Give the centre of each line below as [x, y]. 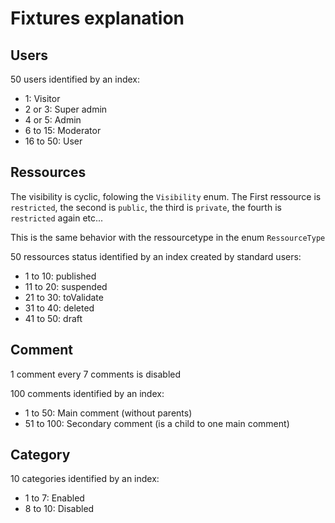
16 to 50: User [53, 141]
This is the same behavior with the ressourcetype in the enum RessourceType [168, 237]
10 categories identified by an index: [85, 479]
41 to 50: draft [53, 318]
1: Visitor [42, 98]
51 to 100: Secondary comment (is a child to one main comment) [157, 423]
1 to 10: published [60, 276]
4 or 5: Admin [53, 120]
